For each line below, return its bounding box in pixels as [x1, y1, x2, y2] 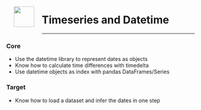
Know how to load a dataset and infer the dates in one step [14, 97, 160, 104]
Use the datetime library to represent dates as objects [14, 56, 148, 63]
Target [6, 83, 26, 91]
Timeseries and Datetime [41, 13, 169, 27]
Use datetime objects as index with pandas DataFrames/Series [14, 68, 170, 75]
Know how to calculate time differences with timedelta [14, 62, 149, 69]
